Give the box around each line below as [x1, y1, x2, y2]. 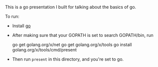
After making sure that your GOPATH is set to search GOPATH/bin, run [12, 33, 154, 38]
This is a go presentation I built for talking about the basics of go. [5, 4, 136, 10]
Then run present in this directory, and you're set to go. [12, 56, 124, 62]
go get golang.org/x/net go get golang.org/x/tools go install [12, 42, 132, 48]
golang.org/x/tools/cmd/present [12, 47, 77, 52]
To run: [5, 14, 20, 19]
